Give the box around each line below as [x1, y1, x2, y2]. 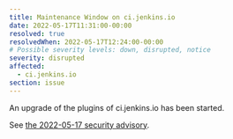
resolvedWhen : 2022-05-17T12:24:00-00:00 [9, 37, 164, 47]
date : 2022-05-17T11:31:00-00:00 [9, 21, 132, 30]
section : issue [9, 78, 65, 87]
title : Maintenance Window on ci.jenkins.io [9, 12, 176, 22]
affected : [9, 62, 46, 71]
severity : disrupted [9, 54, 86, 62]
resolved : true [9, 29, 65, 38]
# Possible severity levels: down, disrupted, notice [9, 46, 212, 55]
